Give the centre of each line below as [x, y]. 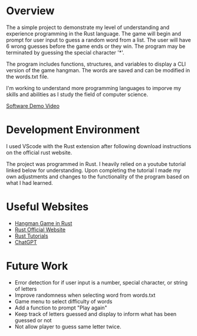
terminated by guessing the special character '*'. [65, 52]
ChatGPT [26, 242]
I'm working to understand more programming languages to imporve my [94, 88]
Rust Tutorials [31, 236]
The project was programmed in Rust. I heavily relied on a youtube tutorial [96, 164]
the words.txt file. [27, 76]
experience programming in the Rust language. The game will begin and [94, 33]
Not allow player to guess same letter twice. [68, 327]
